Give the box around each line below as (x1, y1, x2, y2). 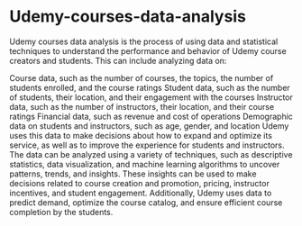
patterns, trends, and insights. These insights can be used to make (9, 168, 257, 179)
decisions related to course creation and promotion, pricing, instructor (9, 177, 270, 188)
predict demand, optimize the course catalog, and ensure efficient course (9, 196, 283, 208)
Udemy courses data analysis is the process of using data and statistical (9, 36, 279, 47)
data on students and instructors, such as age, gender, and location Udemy (9, 120, 289, 131)
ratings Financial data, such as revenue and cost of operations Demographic (9, 111, 293, 122)
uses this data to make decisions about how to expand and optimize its (9, 130, 273, 140)
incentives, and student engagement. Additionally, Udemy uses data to (9, 187, 272, 198)
